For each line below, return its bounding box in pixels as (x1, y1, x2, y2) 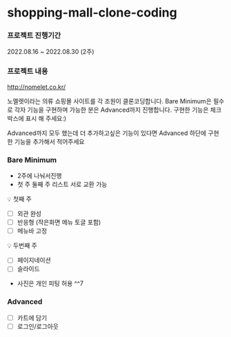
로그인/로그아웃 (17, 322, 59, 330)
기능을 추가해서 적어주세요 (14, 137, 85, 145)
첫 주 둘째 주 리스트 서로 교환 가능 (17, 181, 108, 189)
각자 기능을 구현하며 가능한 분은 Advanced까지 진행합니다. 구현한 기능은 (14, 105, 209, 114)
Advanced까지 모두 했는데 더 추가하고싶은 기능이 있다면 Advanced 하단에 (7, 129, 207, 137)
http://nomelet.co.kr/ (7, 83, 66, 91)
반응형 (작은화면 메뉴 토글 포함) (17, 218, 101, 227)
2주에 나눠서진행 (17, 172, 62, 180)
